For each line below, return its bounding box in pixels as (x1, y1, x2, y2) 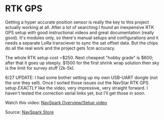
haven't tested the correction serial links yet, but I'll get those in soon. (5, 90, 146, 96)
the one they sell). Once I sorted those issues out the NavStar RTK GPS (5, 79, 149, 86)
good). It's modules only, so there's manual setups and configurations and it (5, 35, 159, 41)
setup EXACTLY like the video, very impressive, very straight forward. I (5, 85, 148, 91)
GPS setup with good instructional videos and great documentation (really (5, 29, 154, 35)
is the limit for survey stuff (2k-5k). (5, 65, 75, 71)
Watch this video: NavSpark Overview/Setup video (5, 99, 107, 105)
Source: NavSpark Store (5, 109, 54, 115)
